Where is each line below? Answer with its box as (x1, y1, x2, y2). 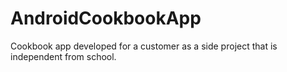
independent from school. (10, 50, 117, 62)
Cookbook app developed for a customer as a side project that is (10, 40, 278, 52)
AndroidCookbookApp (10, 7, 202, 30)
